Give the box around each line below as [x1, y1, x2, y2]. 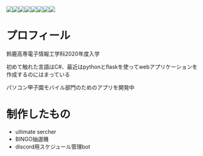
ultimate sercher [15, 128, 57, 135]
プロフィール [6, 29, 71, 43]
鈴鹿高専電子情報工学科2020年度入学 [6, 50, 100, 58]
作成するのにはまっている [6, 70, 70, 78]
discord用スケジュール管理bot [15, 143, 90, 150]
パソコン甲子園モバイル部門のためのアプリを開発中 [6, 83, 135, 91]
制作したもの [6, 108, 71, 122]
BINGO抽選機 [15, 135, 49, 143]
